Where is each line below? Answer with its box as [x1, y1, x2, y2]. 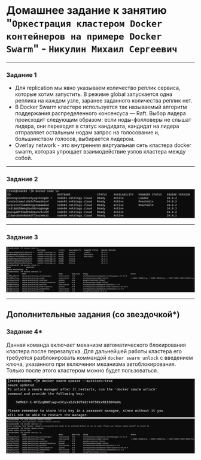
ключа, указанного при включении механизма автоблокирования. [6, 360, 176, 368]
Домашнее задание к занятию [6, 4, 167, 17]
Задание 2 [6, 175, 38, 184]
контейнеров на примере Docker [6, 31, 162, 43]
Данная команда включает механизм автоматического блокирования [6, 341, 187, 348]
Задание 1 [6, 70, 37, 79]
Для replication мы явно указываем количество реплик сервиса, [14, 85, 181, 92]
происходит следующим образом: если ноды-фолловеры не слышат [14, 116, 191, 124]
